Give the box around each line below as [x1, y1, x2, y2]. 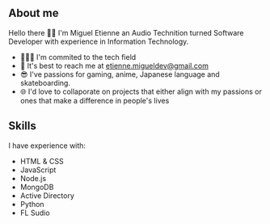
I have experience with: [8, 141, 86, 150]
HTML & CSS [19, 156, 64, 166]
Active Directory [19, 190, 75, 201]
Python [19, 199, 44, 209]
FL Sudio [19, 208, 50, 218]
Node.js [19, 173, 47, 183]
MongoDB [19, 182, 54, 192]
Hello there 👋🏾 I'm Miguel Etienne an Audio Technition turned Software [8, 27, 244, 37]
